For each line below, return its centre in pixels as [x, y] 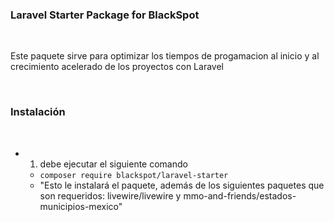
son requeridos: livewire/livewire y [110, 195]
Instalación [38, 112]
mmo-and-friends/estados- [240, 195]
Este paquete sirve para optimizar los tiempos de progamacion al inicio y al [165, 56]
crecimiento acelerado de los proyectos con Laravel [117, 67]
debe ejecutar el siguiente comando [113, 164]
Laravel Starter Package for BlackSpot [105, 15]
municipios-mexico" [81, 206]
